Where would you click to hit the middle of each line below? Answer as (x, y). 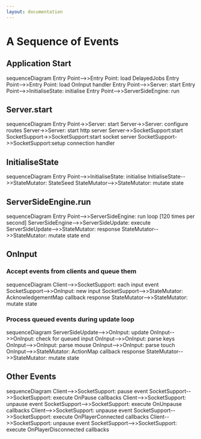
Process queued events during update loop (70, 319)
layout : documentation (34, 12)
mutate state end (69, 235)
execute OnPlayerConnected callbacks (101, 416)
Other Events (31, 377)
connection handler (91, 143)
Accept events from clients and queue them (71, 271)
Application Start (39, 64)
